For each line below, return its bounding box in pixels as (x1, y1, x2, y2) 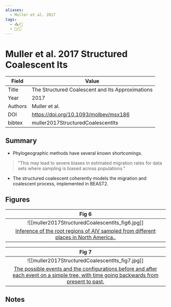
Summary (5, 136, 37, 145)
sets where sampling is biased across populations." (17, 165, 126, 171)
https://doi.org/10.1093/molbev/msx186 (32, 111, 130, 118)
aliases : (5, 7, 24, 13)
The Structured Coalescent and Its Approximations (32, 86, 153, 93)
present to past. (67, 278, 104, 285)
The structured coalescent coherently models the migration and (12, 175, 147, 181)
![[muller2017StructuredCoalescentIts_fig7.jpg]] (27, 257, 144, 264)
